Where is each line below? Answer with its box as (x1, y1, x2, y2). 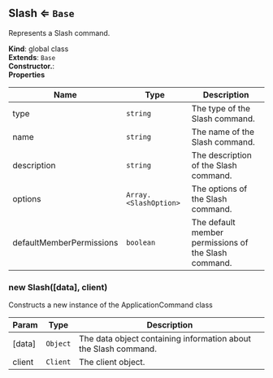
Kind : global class (8, 44, 69, 54)
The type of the (191, 102, 250, 114)
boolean (125, 237, 156, 247)
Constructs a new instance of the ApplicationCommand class (8, 300, 213, 310)
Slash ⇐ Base (8, 7, 75, 20)
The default (191, 216, 236, 228)
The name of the (191, 126, 254, 137)
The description (191, 150, 252, 161)
